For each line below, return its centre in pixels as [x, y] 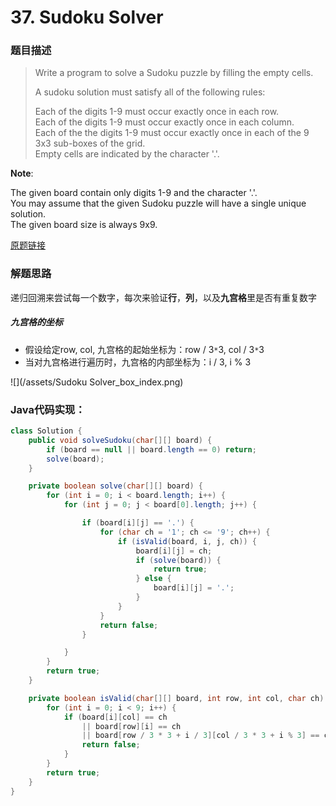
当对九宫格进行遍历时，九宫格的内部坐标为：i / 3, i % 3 [138, 362]
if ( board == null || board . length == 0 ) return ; [151, 449]
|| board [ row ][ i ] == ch [131, 726]
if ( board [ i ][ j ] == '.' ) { [138, 523]
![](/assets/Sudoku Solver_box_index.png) [97, 382]
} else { [153, 579]
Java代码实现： [48, 409]
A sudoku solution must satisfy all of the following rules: [150, 92]
